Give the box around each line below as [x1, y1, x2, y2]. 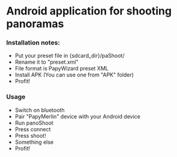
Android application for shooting [6, 4, 172, 18]
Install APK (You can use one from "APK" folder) [14, 71, 134, 79]
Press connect [14, 125, 51, 133]
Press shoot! [14, 132, 46, 139]
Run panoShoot [14, 119, 54, 126]
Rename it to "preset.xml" [14, 58, 79, 66]
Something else [14, 138, 54, 146]
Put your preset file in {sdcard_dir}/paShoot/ [14, 52, 125, 60]
